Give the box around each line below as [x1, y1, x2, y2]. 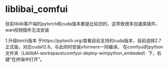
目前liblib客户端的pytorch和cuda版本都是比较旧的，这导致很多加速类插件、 [5, 20, 160, 26]
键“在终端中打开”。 [5, 56, 45, 62]
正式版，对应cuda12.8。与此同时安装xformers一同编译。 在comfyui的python [5, 43, 163, 49]
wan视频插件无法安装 [5, 26, 49, 33]
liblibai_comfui [5, 3, 68, 15]
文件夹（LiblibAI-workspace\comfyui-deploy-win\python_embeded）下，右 [5, 50, 162, 56]
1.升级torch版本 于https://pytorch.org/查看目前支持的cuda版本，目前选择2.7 [5, 37, 161, 43]
